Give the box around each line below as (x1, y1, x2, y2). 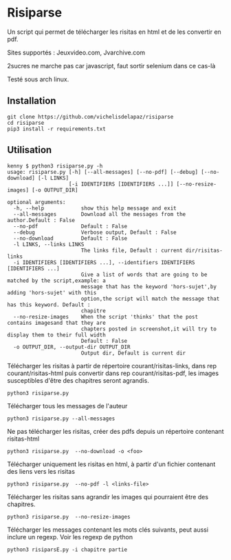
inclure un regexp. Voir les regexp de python (7, 532, 133, 541)
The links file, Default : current (80, 247, 184, 254)
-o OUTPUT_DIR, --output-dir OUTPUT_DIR (13, 343, 131, 350)
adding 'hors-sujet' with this (7, 289, 97, 296)
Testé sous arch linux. (7, 74, 69, 83)
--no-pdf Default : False (13, 223, 128, 230)
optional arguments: (7, 199, 67, 206)
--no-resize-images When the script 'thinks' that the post (13, 313, 198, 320)
